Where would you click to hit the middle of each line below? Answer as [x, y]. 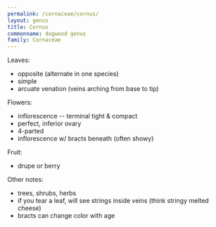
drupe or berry [39, 166]
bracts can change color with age [66, 216]
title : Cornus [28, 27]
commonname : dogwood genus [47, 33]
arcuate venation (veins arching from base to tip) [88, 89]
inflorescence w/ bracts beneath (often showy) [85, 139]
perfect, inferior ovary [49, 123]
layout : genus [28, 20]
